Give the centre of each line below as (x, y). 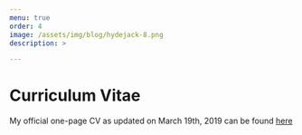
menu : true (30, 18)
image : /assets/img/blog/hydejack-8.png (87, 34)
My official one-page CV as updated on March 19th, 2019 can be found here (151, 121)
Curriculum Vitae (75, 96)
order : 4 (26, 26)
